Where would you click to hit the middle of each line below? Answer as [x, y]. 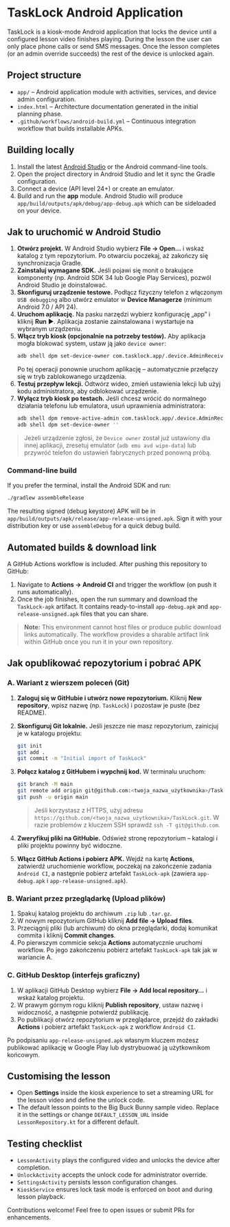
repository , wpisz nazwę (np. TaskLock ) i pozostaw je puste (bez [108, 705]
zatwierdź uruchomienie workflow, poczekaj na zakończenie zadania [114, 866]
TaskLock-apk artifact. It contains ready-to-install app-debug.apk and [112, 606]
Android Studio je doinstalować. [62, 285]
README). [32, 713]
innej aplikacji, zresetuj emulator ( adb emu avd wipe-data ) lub [110, 445]
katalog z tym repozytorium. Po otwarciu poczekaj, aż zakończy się [112, 256]
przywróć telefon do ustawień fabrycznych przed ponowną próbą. [117, 453]
